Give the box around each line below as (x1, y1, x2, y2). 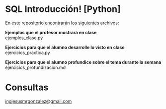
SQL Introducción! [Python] (5, 3, 121, 15)
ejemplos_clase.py (5, 35, 43, 41)
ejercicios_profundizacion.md (5, 64, 66, 70)
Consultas (5, 82, 49, 93)
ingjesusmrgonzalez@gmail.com (5, 98, 72, 104)
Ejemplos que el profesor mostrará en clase (5, 29, 97, 35)
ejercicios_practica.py (5, 50, 51, 55)
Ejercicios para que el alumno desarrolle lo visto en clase (5, 44, 125, 50)
